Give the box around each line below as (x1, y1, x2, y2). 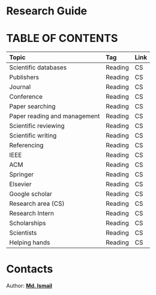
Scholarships (9, 219, 46, 227)
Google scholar (9, 190, 52, 198)
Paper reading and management (9, 112, 100, 120)
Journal (9, 83, 31, 91)
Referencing (9, 141, 44, 150)
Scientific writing (9, 132, 57, 140)
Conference (9, 93, 43, 101)
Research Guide (6, 4, 88, 18)
